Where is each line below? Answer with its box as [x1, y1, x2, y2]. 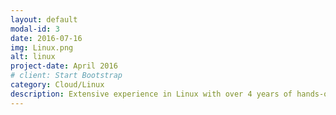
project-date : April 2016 [10, 61, 118, 71]
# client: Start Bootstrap [10, 71, 123, 81]
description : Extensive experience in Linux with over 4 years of [10, 89, 293, 99]
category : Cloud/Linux [10, 80, 105, 90]
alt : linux [10, 52, 56, 62]
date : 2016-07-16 [10, 33, 83, 43]
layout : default [10, 14, 78, 25]
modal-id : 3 [10, 24, 60, 34]
